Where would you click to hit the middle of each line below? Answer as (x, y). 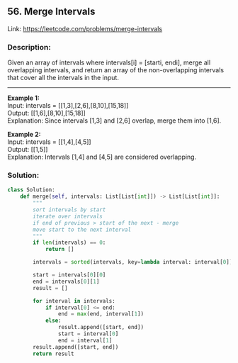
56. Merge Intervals (51, 12)
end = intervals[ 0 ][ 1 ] (66, 281)
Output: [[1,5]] (28, 150)
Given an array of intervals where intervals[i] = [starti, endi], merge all (109, 62)
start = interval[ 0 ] (88, 334)
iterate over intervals (68, 216)
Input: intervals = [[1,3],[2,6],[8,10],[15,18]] (68, 106)
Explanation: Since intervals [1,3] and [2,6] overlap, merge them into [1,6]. (114, 121)
